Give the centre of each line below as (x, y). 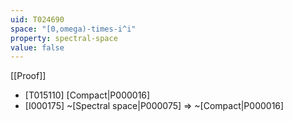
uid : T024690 (37, 19)
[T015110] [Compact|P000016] (87, 95)
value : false (37, 47)
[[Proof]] (28, 76)
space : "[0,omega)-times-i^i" (73, 29)
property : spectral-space (64, 38)
